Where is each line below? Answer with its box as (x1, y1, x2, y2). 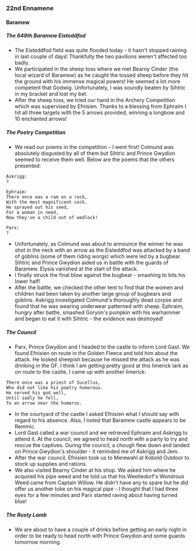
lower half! (14, 278, 40, 285)
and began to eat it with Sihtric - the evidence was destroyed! (14, 315, 164, 322)
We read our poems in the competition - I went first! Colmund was (14, 144, 174, 151)
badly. (14, 59, 30, 66)
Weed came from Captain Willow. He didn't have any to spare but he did (14, 479, 188, 486)
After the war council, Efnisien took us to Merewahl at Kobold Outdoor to (14, 454, 190, 461)
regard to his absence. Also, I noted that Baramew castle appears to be (14, 417, 186, 424)
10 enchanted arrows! (14, 116, 67, 123)
